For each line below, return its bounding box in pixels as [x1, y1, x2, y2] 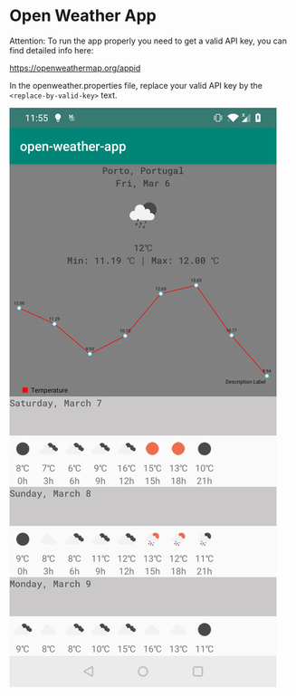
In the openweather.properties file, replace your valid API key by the [9, 80, 263, 91]
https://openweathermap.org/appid [9, 62, 141, 73]
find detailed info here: [9, 44, 94, 55]
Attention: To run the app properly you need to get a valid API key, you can [9, 35, 288, 46]
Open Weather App [9, 5, 157, 26]
